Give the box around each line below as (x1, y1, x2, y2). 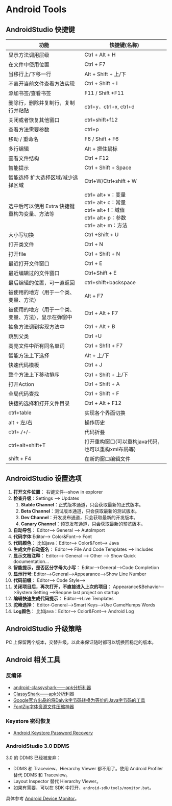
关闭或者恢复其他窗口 (8, 116, 60, 124)
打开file (8, 251, 27, 257)
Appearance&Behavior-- (112, 583, 164, 590)
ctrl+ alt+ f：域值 (84, 207, 125, 213)
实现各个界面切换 (84, 409, 126, 417)
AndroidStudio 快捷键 (6, 25, 76, 34)
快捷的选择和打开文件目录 (8, 400, 70, 407)
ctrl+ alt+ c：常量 (84, 199, 126, 206)
